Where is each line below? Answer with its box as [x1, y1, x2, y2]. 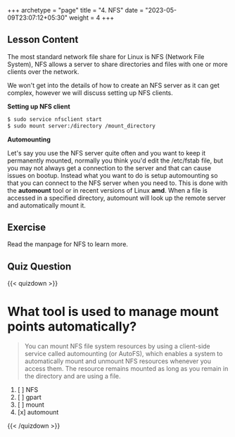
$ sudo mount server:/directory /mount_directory [7, 122, 156, 129]
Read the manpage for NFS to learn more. [7, 240, 129, 248]
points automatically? [7, 319, 137, 335]
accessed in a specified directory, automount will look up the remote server [7, 194, 227, 202]
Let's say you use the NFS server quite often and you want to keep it [7, 148, 206, 157]
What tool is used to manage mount [7, 304, 220, 319]
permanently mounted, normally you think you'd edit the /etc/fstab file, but [7, 156, 224, 165]
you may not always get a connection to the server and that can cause [7, 163, 212, 172]
